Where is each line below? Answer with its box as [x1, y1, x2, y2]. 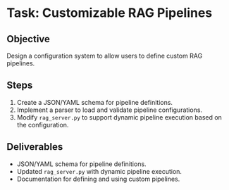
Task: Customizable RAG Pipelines [6, 5, 213, 21]
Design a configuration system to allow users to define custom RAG [6, 51, 203, 60]
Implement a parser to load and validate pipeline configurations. [16, 106, 202, 114]
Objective [6, 33, 51, 45]
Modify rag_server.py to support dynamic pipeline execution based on [16, 113, 223, 121]
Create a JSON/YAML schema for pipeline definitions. [16, 98, 173, 106]
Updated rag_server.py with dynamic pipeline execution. [16, 167, 182, 175]
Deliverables [6, 141, 63, 153]
